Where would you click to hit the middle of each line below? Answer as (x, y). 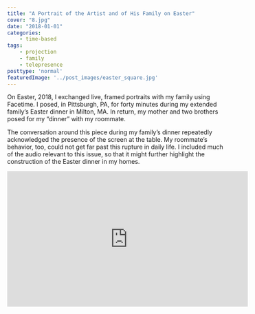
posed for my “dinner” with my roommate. (66, 119)
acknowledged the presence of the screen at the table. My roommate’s (107, 140)
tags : (15, 45)
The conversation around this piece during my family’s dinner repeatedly (110, 132)
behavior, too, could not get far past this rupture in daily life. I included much (115, 147)
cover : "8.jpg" (29, 20)
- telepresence (41, 65)
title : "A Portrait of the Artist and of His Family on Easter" (101, 13)
